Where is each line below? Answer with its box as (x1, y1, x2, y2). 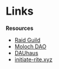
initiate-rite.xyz (14, 56, 53, 63)
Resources (5, 24, 34, 32)
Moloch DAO (14, 43, 47, 50)
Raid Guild (14, 36, 41, 43)
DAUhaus (14, 49, 39, 56)
